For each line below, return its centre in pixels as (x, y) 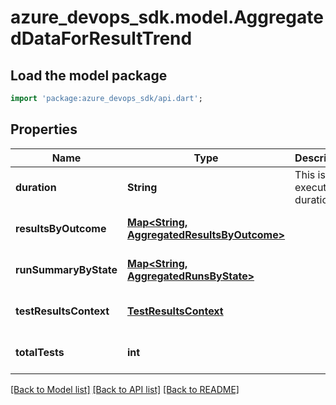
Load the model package (89, 75)
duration (36, 187)
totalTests (40, 352)
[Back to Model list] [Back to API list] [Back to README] (125, 389)
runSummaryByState (66, 269)
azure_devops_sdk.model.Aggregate (167, 17)
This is (310, 174)
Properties (44, 129)
